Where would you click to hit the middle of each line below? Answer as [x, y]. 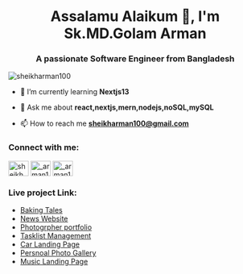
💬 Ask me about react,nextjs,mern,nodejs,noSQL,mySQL [117, 107]
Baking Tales [41, 210]
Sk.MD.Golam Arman [135, 33]
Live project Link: [43, 193]
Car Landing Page [50, 244]
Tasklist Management [56, 236]
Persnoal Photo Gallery [58, 253]
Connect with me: [44, 147]
